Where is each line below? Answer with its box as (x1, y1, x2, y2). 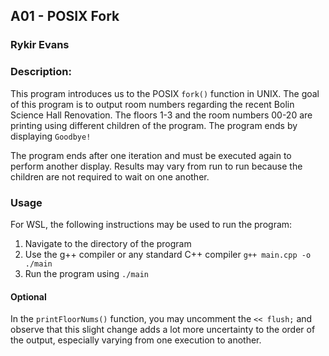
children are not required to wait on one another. (10, 170, 210, 183)
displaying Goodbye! (10, 130, 92, 142)
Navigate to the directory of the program (24, 237, 192, 249)
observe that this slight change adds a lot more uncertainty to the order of (10, 324, 316, 336)
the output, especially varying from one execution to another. (10, 334, 262, 346)
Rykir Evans (10, 38, 70, 52)
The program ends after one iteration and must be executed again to (10, 149, 292, 161)
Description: (10, 65, 72, 79)
